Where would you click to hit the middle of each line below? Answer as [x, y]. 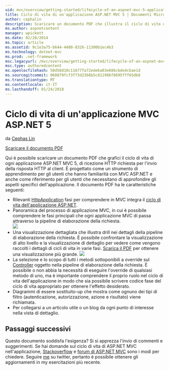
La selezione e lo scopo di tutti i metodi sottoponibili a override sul [81, 260]
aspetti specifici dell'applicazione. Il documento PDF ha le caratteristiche [80, 185]
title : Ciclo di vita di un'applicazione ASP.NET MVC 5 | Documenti [78, 15]
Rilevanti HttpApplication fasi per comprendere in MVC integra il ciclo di [87, 200]
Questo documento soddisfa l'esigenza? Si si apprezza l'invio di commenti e [84, 341]
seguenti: [15, 190]
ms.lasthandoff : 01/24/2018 [35, 89]
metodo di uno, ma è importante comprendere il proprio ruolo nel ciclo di [88, 276]
